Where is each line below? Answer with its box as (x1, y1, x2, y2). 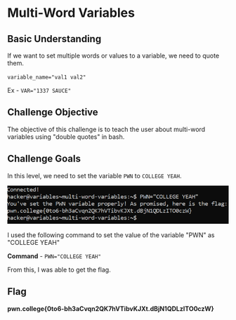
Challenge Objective (7, 107, 98, 119)
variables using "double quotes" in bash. (7, 132, 125, 141)
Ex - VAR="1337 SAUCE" (7, 86, 72, 94)
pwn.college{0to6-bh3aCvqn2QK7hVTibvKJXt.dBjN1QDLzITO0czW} (7, 304, 214, 313)
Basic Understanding (7, 33, 102, 45)
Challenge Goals (7, 153, 81, 165)
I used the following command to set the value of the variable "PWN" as (7, 230, 215, 239)
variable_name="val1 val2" (7, 74, 86, 81)
